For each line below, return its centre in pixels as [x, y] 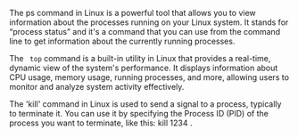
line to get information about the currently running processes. [122, 41]
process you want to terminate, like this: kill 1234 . [101, 123]
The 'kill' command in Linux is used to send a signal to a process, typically [145, 104]
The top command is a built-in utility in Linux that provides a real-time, [140, 58]
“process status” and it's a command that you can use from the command [145, 32]
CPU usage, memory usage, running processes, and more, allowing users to [149, 77]
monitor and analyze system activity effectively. [97, 87]
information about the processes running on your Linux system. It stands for [149, 22]
